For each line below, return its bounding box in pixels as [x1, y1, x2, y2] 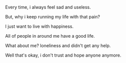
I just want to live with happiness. [5, 23, 74, 29]
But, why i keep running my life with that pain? [5, 14, 100, 19]
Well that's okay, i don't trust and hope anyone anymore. [5, 52, 121, 58]
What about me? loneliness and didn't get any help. [5, 43, 111, 49]
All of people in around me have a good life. [5, 33, 95, 39]
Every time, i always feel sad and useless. [5, 4, 91, 10]
